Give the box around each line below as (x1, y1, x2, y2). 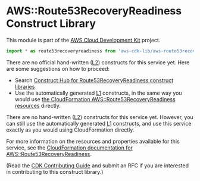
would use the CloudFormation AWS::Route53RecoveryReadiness (14, 95, 176, 102)
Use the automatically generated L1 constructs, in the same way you (14, 89, 183, 96)
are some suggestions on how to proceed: (6, 65, 110, 72)
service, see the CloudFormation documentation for (6, 144, 133, 151)
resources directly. (14, 102, 61, 109)
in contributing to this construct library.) (6, 168, 104, 175)
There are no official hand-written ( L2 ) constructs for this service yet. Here (6, 58, 190, 66)
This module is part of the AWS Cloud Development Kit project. (6, 36, 161, 43)
